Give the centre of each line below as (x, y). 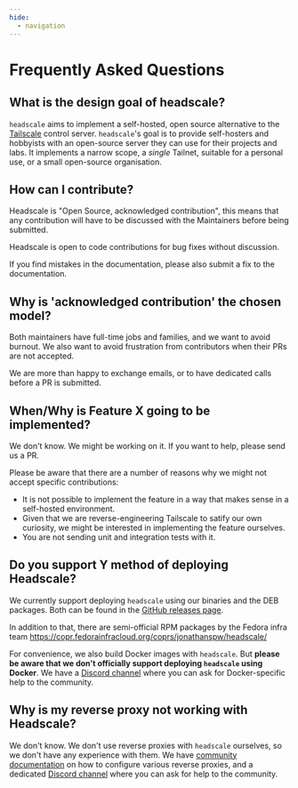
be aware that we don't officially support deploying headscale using (136, 663)
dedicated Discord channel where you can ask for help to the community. (144, 774)
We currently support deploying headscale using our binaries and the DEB (144, 600)
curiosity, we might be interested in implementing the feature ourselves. (153, 527)
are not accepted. (41, 356)
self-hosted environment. (68, 509)
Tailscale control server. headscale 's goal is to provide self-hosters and (139, 133)
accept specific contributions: (64, 482)
